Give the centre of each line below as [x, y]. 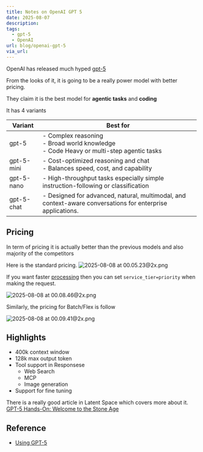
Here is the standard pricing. [42, 265]
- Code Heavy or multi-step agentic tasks [102, 150]
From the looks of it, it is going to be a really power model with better [92, 80]
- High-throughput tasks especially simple [103, 178]
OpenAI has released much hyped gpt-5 [56, 69]
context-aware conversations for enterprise [105, 203]
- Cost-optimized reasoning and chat [96, 160]
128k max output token [43, 359]
